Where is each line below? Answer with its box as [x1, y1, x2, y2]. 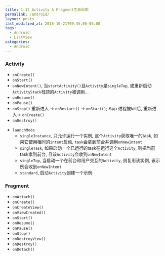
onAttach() [12, 195, 35, 200]
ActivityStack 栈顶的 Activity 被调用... [12, 88, 89, 94]
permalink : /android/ [5, 12, 50, 17]
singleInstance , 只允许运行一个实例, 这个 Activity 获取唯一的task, [19, 132, 153, 138]
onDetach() [12, 247, 35, 252]
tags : [5, 26, 16, 31]
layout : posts [5, 16, 35, 21]
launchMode [12, 128, 35, 132]
